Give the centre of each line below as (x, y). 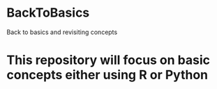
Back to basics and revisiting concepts (62, 32)
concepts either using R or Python (107, 75)
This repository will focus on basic (108, 60)
